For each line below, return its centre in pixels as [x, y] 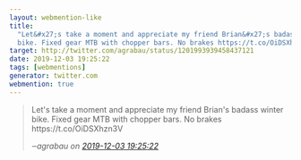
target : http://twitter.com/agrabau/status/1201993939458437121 [132, 51]
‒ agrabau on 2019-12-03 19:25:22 [95, 146]
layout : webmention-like [56, 17]
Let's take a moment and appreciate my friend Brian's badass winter [157, 109]
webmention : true [42, 84]
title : [21, 26]
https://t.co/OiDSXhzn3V [77, 128]
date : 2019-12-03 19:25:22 [60, 59]
